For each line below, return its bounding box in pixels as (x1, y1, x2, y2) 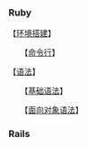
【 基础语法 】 (23, 86, 68, 96)
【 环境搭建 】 (8, 28, 56, 39)
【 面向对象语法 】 (23, 105, 83, 115)
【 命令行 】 (23, 47, 60, 58)
